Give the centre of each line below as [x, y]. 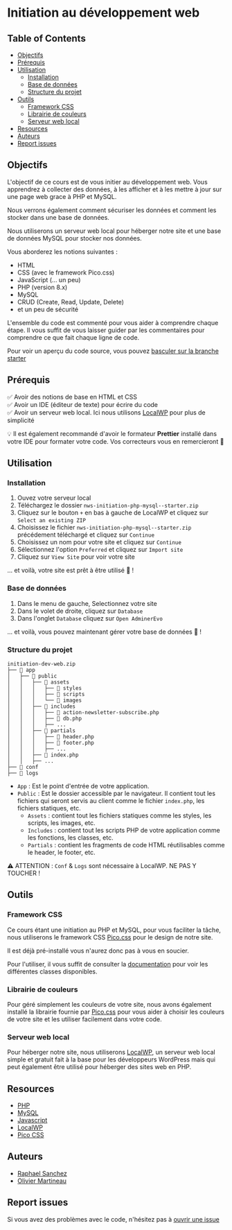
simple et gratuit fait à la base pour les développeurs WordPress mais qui [111, 1059]
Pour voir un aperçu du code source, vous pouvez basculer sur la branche [113, 351]
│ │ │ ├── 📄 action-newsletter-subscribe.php [83, 712]
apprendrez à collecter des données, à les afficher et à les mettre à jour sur [115, 189]
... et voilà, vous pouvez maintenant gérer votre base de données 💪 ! [105, 632]
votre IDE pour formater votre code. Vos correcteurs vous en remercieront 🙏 [116, 441]
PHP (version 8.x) [42, 287]
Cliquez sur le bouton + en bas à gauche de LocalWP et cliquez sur [113, 513]
